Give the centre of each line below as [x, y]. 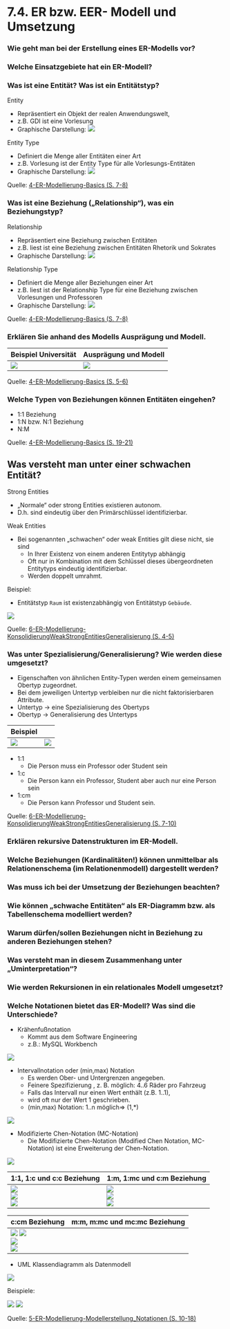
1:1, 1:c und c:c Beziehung [55, 1178]
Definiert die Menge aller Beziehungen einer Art [85, 282]
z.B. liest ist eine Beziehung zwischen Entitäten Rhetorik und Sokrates [116, 247]
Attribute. [30, 700]
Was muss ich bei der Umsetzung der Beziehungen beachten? [114, 887]
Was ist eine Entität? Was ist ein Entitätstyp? [84, 85]
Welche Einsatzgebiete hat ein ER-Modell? [80, 67]
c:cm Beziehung [38, 1222]
